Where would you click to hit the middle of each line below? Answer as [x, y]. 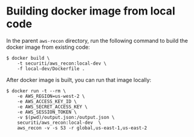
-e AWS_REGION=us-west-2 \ [51, 96]
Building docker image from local [91, 11]
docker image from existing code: [48, 47]
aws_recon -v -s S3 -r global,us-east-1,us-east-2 [82, 128]
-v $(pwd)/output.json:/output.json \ [66, 117]
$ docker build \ [28, 58]
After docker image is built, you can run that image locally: [79, 80]
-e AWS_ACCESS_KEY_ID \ [47, 101]
